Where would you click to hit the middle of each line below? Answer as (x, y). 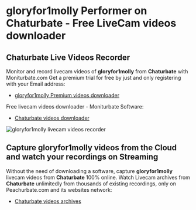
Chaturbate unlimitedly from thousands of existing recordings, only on (91, 184)
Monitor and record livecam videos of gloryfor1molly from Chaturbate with (97, 71)
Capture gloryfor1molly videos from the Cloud (92, 148)
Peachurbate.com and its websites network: (59, 189)
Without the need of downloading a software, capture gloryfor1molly (89, 171)
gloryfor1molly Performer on (77, 11)
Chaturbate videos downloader (52, 118)
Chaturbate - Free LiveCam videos (91, 23)
